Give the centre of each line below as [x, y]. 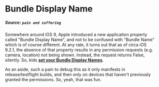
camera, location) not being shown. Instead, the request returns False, [75, 55]
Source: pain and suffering [33, 22]
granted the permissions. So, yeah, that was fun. [53, 80]
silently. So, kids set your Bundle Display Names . [54, 60]
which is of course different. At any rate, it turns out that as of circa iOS [76, 45]
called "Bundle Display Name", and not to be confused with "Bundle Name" [80, 40]
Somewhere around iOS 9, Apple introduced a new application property [76, 35]
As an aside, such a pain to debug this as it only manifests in [65, 69]
